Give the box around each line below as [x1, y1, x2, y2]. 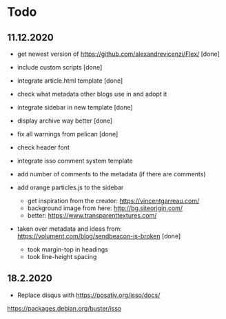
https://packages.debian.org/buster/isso [7, 304, 122, 312]
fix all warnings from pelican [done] [17, 130, 119, 138]
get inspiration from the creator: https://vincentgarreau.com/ [27, 197, 200, 205]
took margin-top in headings [27, 245, 108, 254]
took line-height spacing [27, 253, 97, 260]
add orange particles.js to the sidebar [17, 183, 124, 192]
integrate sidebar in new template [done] [17, 103, 133, 111]
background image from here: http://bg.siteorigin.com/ [27, 204, 183, 212]
